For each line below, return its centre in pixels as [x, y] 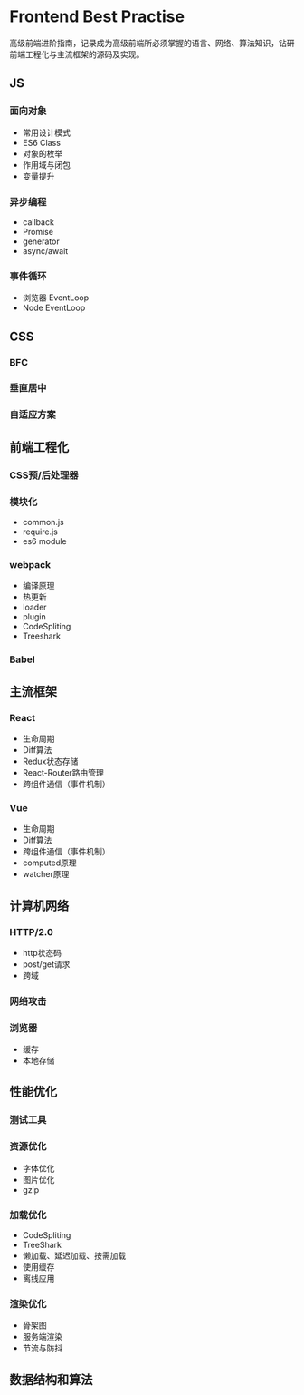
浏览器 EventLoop [56, 298]
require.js [40, 532]
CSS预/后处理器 [44, 475]
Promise [38, 231]
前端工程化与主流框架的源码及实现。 [77, 54]
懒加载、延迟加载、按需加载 [74, 1255]
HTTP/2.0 [32, 932]
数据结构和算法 [51, 1379]
